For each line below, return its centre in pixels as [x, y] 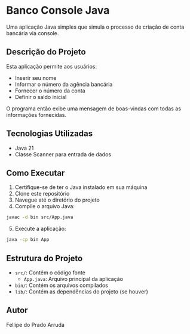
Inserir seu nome [36, 78]
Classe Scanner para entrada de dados [63, 154]
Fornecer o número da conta [50, 91]
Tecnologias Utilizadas [50, 134]
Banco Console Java [58, 10]
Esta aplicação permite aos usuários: [52, 66]
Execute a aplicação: [40, 229]
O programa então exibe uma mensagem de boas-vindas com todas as [94, 109]
